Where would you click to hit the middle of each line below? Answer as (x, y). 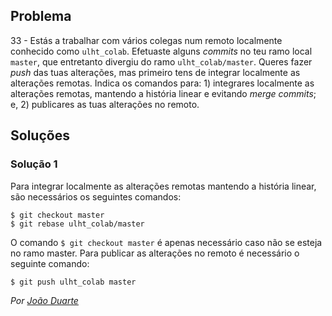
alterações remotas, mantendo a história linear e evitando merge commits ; (163, 93)
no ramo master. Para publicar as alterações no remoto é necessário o (155, 253)
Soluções (40, 135)
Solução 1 (34, 164)
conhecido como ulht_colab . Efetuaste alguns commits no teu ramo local (161, 51)
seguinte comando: (50, 263)
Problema (41, 16)
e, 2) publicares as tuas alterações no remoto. (105, 104)
